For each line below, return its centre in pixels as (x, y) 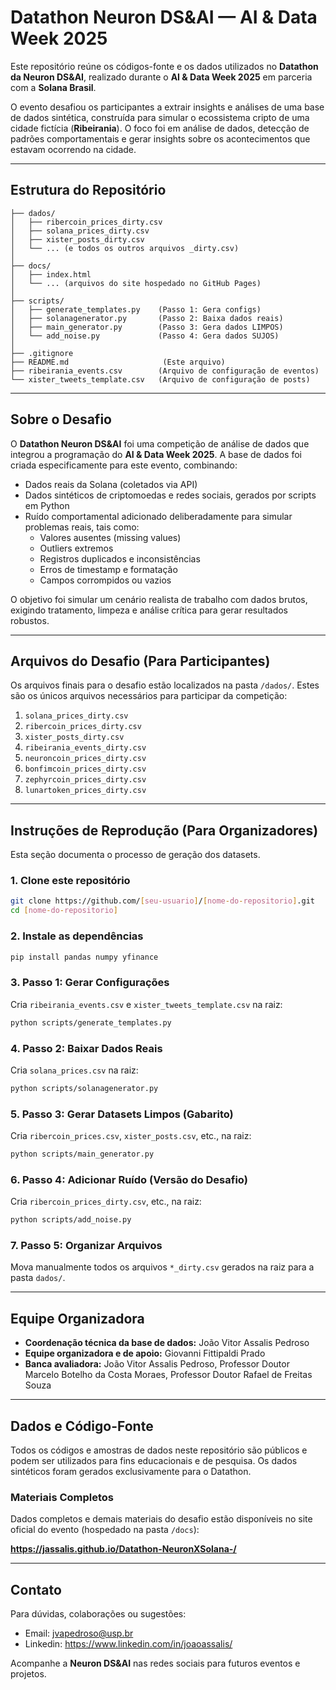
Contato (36, 1589)
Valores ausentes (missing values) (110, 537)
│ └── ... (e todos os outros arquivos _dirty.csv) (125, 248)
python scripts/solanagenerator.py (84, 1088)
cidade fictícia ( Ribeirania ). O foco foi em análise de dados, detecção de (160, 128)
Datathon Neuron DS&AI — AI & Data (164, 17)
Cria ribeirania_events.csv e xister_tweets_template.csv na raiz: (146, 1004)
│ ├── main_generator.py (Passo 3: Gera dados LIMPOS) (147, 327)
